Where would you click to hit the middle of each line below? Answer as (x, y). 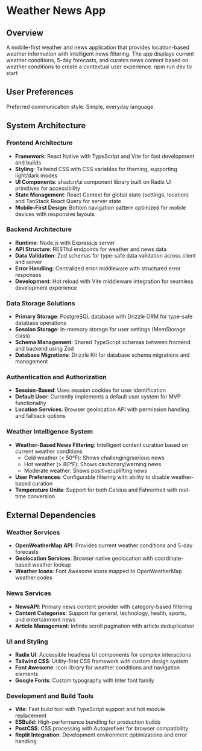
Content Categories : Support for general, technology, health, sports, (101, 613)
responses (28, 275)
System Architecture (46, 125)
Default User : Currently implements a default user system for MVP (98, 397)
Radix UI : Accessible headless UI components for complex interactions (103, 654)
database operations (41, 323)
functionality (30, 403)
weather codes (33, 577)
